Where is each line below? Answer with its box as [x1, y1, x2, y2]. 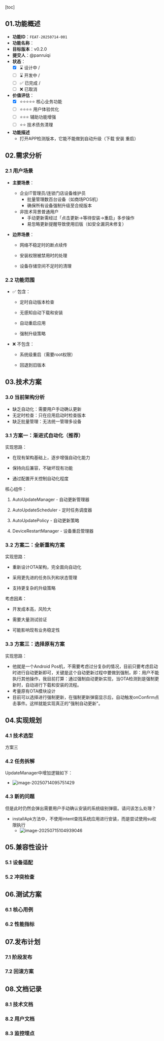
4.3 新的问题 [5, 793, 35, 800]
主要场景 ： [12, 180, 34, 186]
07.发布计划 [5, 937, 41, 946]
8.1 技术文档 [5, 1001, 33, 1007]
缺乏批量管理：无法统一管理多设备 [12, 418, 82, 424]
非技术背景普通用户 [19, 208, 59, 214]
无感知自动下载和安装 [19, 309, 63, 315]
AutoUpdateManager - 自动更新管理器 [12, 496, 90, 502]
